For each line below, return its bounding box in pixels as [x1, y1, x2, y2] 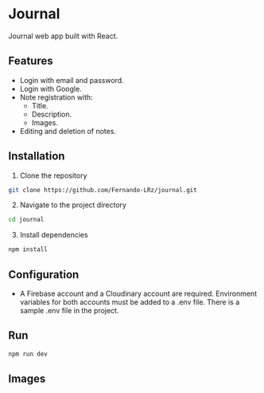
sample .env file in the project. [19, 306, 119, 315]
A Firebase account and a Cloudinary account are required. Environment [19, 289, 257, 298]
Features [8, 54, 53, 68]
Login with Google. [19, 84, 82, 93]
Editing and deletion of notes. [19, 126, 117, 136]
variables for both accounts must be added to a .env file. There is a [19, 297, 240, 307]
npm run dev [8, 350, 48, 358]
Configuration [8, 268, 80, 281]
